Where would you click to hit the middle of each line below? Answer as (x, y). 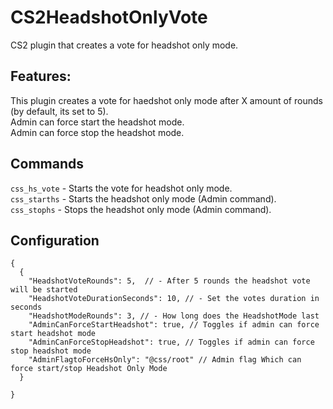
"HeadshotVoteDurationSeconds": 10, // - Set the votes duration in (174, 299)
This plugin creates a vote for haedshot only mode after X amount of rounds (166, 100)
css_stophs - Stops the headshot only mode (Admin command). (141, 209)
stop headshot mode (51, 351)
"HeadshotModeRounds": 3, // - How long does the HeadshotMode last (174, 316)
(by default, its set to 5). (59, 111)
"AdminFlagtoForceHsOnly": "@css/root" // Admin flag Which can (165, 360)
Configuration (55, 240)
